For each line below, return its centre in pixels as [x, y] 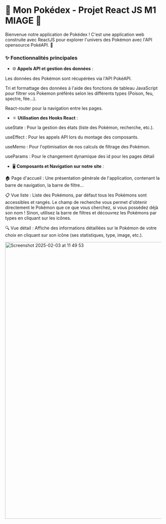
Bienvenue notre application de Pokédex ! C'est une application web [75, 34]
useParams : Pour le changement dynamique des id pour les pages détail [80, 156]
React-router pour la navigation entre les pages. [54, 108]
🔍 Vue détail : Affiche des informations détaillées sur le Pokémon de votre [81, 228]
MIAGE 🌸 [23, 21]
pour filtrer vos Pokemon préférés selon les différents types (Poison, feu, [79, 93]
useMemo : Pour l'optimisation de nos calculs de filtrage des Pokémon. [78, 147]
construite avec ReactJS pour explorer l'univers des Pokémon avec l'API [79, 40]
